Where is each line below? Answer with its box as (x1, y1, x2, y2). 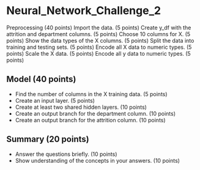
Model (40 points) (6, 74, 76, 84)
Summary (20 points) (6, 134, 90, 144)
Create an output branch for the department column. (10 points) (15, 109, 176, 117)
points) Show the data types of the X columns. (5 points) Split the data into (6, 37, 194, 44)
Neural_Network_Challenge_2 (6, 4, 161, 18)
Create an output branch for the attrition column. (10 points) (15, 116, 166, 124)
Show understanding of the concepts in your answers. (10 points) (15, 157, 180, 164)
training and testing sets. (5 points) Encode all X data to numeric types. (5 (6, 43, 192, 51)
